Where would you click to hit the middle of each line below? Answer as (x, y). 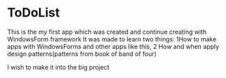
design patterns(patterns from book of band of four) (82, 54)
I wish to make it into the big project (58, 67)
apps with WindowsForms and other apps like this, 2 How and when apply (113, 46)
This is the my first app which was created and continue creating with (107, 32)
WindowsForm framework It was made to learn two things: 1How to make (112, 39)
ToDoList (34, 13)
